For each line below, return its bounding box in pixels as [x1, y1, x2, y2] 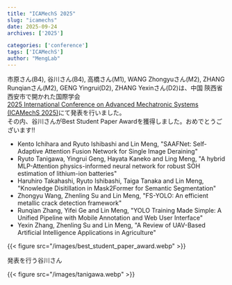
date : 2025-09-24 [7, 23, 58, 30]
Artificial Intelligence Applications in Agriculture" [17, 228, 156, 236]
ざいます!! [7, 126, 36, 134]
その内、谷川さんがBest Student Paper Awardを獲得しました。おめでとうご [7, 117, 222, 125]
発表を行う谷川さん [7, 256, 63, 264]
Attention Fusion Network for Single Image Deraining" [44, 147, 198, 155]
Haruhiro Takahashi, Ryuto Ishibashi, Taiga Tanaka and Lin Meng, [17, 177, 204, 185]
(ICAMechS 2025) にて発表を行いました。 [7, 108, 126, 117]
